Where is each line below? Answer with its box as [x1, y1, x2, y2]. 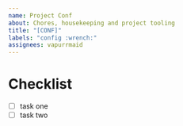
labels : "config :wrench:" [8, 33, 97, 42]
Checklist [8, 75, 73, 94]
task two [19, 110, 48, 120]
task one [19, 101, 49, 111]
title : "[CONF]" [8, 26, 62, 34]
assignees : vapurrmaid [8, 41, 83, 49]
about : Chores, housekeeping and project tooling [8, 19, 176, 27]
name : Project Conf [8, 11, 73, 20]
